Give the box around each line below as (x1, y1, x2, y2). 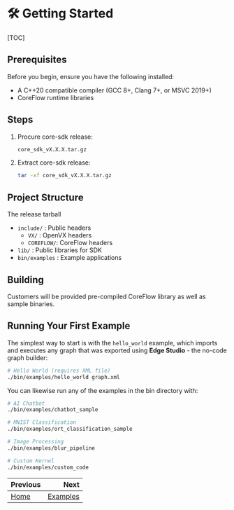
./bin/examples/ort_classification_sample (7, 425, 133, 433)
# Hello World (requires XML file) (7, 367, 111, 374)
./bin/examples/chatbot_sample (7, 406, 98, 413)
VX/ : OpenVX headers (27, 231, 92, 240)
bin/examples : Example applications (17, 254, 122, 262)
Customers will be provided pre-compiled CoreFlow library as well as (7, 292, 206, 301)
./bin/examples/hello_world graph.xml (7, 373, 120, 380)
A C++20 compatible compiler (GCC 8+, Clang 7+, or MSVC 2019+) (17, 85, 212, 95)
